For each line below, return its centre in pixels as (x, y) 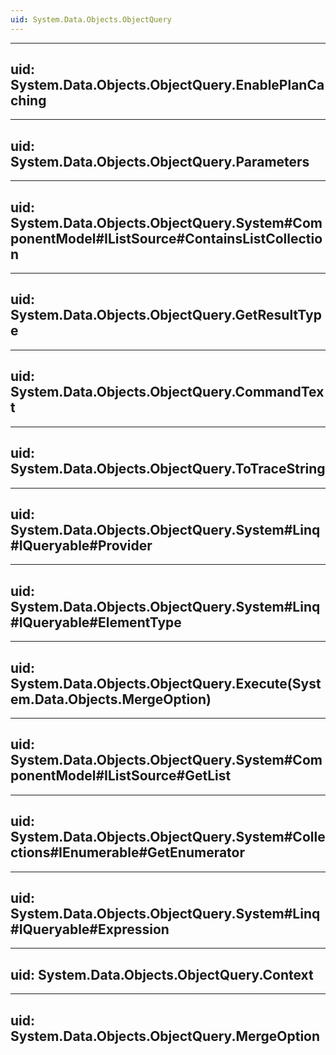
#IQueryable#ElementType (96, 622)
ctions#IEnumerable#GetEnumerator (128, 852)
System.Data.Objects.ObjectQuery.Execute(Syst (166, 683)
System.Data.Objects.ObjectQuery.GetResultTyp (166, 315)
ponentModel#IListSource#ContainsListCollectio (166, 238)
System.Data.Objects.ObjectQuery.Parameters (160, 161)
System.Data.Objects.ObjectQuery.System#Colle (168, 837)
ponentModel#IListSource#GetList (121, 776)
